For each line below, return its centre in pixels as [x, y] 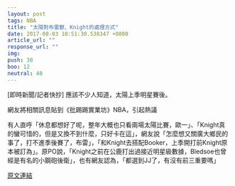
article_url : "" [31, 40]
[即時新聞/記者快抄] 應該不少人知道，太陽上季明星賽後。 [89, 94]
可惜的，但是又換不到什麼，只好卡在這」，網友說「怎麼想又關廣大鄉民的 [124, 133]
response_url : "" [33, 47]
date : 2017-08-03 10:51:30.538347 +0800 [68, 34]
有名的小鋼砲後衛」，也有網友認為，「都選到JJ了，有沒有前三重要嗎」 [120, 160]
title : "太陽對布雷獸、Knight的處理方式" [63, 27]
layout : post [27, 14]
